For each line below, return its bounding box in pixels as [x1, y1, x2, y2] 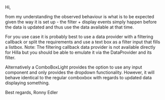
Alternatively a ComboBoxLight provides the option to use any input [5, 64, 142, 70]
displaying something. [5, 80, 50, 86]
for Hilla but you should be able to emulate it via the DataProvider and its [5, 49, 152, 55]
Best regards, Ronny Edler [5, 90, 58, 95]
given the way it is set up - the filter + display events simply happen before [5, 19, 157, 25]
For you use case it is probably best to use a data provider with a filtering [5, 34, 154, 39]
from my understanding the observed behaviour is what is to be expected [5, 14, 154, 19]
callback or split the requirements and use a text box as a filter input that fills [5, 39, 161, 45]
